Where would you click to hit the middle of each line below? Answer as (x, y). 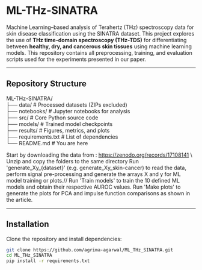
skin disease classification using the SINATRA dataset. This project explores (100, 33)
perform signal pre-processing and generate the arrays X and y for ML (94, 174)
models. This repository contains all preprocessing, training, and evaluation (99, 52)
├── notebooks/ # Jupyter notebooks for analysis (68, 111)
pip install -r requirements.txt (48, 261)
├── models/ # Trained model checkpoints (60, 124)
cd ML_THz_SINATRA (29, 256)
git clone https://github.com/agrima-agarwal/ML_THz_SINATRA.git (90, 250)
